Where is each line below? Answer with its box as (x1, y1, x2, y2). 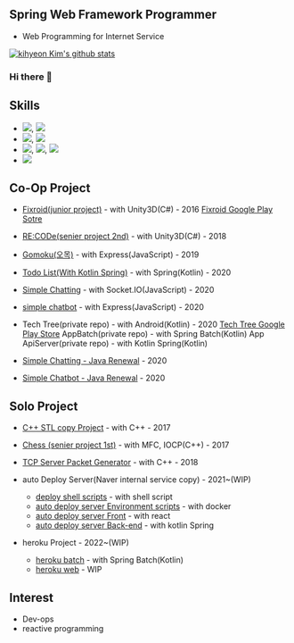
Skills (9, 98, 40, 113)
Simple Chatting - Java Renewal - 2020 (21, 355, 167, 366)
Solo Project (9, 398, 78, 413)
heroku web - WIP (35, 564, 102, 575)
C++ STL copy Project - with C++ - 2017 (21, 422, 171, 433)
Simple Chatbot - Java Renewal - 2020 (21, 372, 166, 383)
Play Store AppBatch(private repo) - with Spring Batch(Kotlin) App (21, 329, 265, 339)
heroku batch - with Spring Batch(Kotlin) (35, 555, 184, 565)
